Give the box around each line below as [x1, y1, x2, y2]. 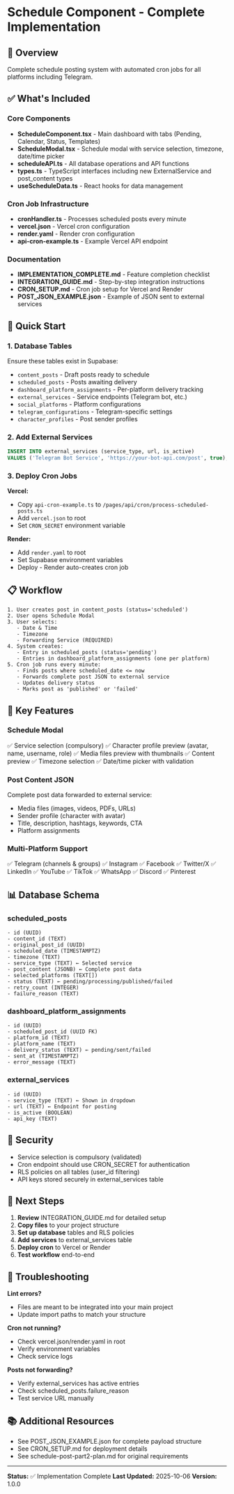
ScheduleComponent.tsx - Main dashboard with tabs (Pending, [17, 130, 202, 138]
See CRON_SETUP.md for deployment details [17, 1444, 148, 1453]
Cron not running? [7, 1324, 61, 1332]
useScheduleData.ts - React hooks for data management [17, 181, 183, 190]
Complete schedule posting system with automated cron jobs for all [7, 66, 201, 73]
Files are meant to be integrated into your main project [17, 1303, 173, 1311]
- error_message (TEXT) [7, 1059, 77, 1066]
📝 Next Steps [7, 1195, 65, 1207]
